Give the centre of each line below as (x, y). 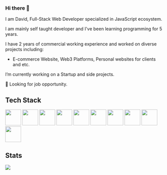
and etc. (21, 65)
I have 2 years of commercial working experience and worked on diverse (81, 44)
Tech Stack (23, 100)
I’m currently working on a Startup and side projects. (60, 74)
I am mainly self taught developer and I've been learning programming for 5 (84, 29)
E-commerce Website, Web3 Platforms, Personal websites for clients (84, 59)
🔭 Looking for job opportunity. (36, 84)
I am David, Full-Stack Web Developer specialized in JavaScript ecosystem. (84, 19)
